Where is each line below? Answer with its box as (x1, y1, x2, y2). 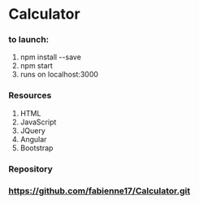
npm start (19, 61, 53, 71)
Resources (8, 90, 52, 102)
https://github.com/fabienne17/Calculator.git (8, 184, 191, 196)
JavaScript (19, 117, 57, 127)
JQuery (19, 125, 46, 135)
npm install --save (19, 52, 81, 62)
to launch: (8, 34, 50, 46)
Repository (8, 163, 53, 175)
